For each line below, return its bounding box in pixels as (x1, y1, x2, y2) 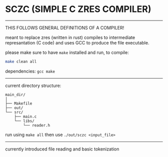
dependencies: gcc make (5, 68, 55, 74)
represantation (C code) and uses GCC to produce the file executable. (5, 39, 149, 45)
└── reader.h (23, 122, 50, 128)
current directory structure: (5, 82, 61, 88)
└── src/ (5, 109, 23, 114)
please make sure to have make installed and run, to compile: (5, 49, 129, 55)
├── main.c (14, 114, 37, 119)
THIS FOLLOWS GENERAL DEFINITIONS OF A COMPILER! (5, 24, 124, 30)
